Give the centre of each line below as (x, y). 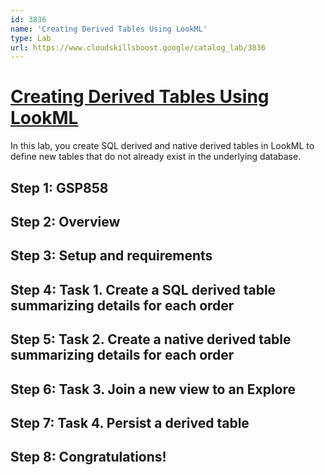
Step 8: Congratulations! (88, 457)
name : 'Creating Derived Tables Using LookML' (109, 29)
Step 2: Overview (65, 221)
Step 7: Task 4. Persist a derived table (130, 422)
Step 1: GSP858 (59, 187)
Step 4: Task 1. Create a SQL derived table (143, 289)
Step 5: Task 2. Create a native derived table (151, 339)
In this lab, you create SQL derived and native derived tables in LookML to (162, 146)
